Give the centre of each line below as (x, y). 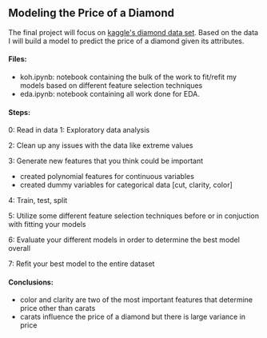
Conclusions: (31, 282)
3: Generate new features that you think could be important (106, 161)
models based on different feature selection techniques (111, 85)
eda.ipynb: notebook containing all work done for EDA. (110, 94)
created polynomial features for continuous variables (107, 177)
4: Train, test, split (38, 201)
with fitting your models (47, 225)
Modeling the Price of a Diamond (91, 13)
